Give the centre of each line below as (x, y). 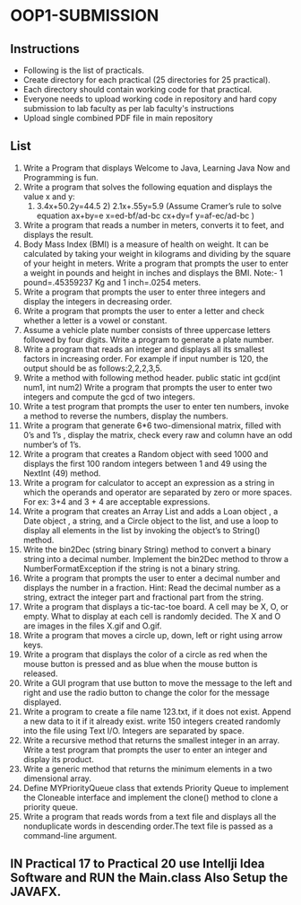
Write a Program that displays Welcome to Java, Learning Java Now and (156, 168)
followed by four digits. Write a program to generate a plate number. (148, 339)
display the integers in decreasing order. (98, 301)
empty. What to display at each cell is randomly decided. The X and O (152, 616)
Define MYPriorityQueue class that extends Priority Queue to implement (156, 787)
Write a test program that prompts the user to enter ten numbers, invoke (156, 406)
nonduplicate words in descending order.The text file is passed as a (148, 826)
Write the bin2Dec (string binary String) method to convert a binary (147, 549)
